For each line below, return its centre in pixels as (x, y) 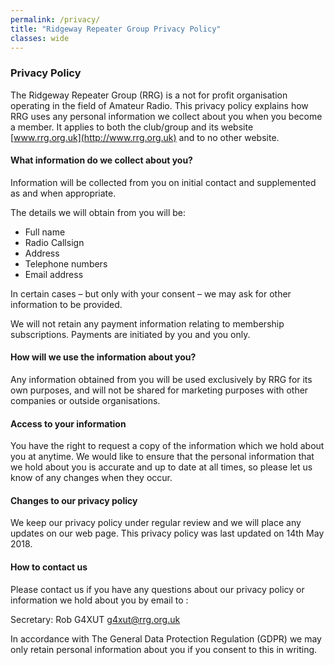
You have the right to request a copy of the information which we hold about (167, 446)
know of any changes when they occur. (91, 478)
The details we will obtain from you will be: (98, 212)
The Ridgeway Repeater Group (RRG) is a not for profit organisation (149, 95)
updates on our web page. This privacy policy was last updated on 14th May (167, 533)
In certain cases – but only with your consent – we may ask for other (151, 293)
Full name (45, 232)
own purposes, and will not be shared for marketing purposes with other (159, 390)
